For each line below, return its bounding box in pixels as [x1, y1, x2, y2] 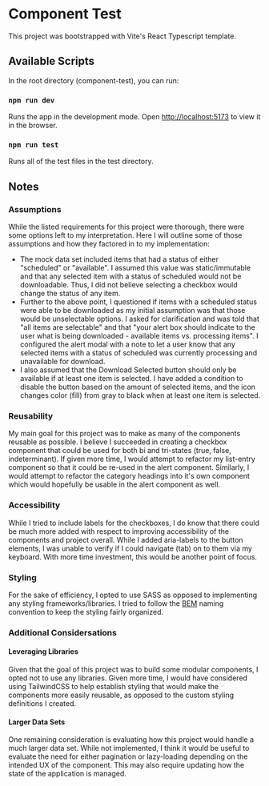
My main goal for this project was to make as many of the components [8, 429, 241, 439]
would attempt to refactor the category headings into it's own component [8, 471, 251, 481]
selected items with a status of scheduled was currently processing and [19, 348, 258, 358]
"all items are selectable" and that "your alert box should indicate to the [19, 323, 256, 332]
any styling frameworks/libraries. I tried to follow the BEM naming [8, 598, 224, 608]
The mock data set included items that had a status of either [19, 255, 219, 264]
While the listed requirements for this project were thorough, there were [8, 222, 245, 232]
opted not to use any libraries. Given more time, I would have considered [8, 673, 248, 683]
